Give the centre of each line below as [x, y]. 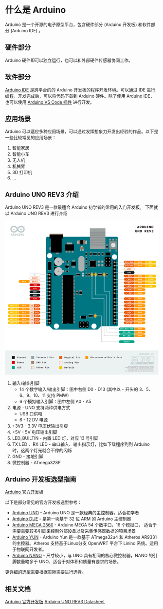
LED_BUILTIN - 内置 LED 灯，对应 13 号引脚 [55, 438]
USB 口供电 [31, 413]
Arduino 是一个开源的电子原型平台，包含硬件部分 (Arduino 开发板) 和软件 [78, 24]
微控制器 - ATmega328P [36, 462]
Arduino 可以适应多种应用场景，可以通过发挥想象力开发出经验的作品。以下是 [82, 131]
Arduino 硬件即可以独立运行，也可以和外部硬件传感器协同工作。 [69, 60]
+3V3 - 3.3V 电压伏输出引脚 [40, 426]
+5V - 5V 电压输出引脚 [35, 432]
